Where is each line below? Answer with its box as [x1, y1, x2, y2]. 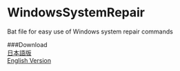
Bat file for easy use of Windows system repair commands [7, 27, 174, 35]
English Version [7, 56, 52, 64]
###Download [7, 40, 48, 48]
